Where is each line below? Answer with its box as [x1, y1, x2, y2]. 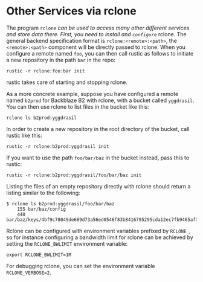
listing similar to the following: [6, 189, 80, 196]
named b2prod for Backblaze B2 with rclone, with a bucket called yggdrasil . [6, 97, 195, 104]
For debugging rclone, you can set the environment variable [6, 262, 155, 269]
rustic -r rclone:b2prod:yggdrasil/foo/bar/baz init [6, 172, 142, 178]
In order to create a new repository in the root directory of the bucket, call [6, 125, 190, 132]
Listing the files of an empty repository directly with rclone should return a [6, 182, 191, 190]
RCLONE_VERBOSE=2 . [6, 269, 51, 276]
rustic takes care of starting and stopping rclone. [6, 79, 128, 86]
